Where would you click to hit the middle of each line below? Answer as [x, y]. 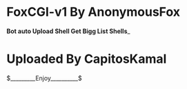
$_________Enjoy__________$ [44, 78]
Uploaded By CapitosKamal [87, 59]
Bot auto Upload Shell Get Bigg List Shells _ [68, 31]
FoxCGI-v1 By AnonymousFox [93, 12]
